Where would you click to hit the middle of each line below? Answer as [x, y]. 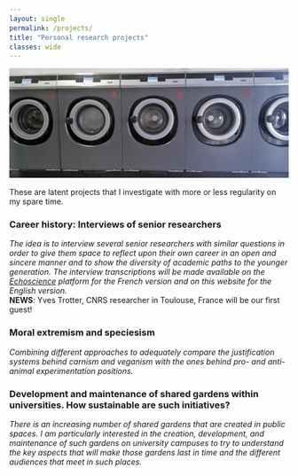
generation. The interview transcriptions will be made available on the [137, 272]
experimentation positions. [85, 371]
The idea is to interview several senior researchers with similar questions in [147, 244]
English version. [39, 291]
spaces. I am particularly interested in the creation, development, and [137, 433]
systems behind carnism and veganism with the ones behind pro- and [137, 361]
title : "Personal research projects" [79, 37]
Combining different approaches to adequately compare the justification [142, 352]
